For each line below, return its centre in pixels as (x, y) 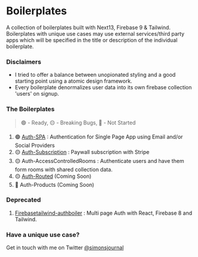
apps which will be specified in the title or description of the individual (92, 40)
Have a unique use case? (43, 234)
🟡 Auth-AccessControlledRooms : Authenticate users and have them (99, 161)
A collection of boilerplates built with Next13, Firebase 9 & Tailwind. (88, 27)
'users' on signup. (37, 94)
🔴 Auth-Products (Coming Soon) (54, 184)
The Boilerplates (30, 109)
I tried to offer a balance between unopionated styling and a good (95, 75)
